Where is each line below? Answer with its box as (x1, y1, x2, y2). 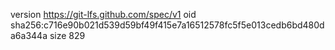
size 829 (49, 30, 86, 41)
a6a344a (10, 30, 48, 41)
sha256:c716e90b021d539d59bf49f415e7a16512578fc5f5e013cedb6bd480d (10, 19, 325, 31)
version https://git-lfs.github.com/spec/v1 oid (10, 9, 197, 20)
